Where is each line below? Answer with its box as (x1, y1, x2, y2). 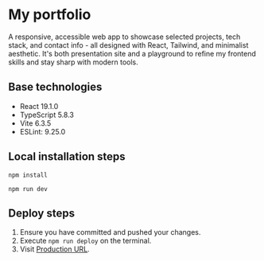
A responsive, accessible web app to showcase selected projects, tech (8, 32, 241, 41)
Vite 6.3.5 (19, 118, 52, 128)
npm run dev (8, 185, 48, 193)
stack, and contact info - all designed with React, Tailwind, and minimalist (8, 40, 249, 49)
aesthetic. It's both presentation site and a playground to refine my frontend (8, 49, 257, 58)
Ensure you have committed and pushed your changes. (19, 228, 201, 237)
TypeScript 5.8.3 (19, 110, 74, 119)
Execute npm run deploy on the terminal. (19, 236, 152, 246)
